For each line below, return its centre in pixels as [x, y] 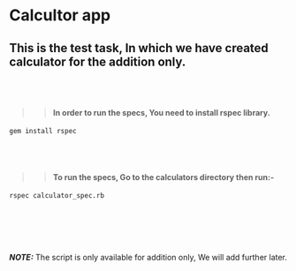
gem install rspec [43, 132]
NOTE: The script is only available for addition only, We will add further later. [148, 258]
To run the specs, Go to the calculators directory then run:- [163, 177]
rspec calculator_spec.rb [57, 196]
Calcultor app [60, 15]
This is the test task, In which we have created [139, 48]
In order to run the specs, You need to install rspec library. [162, 112]
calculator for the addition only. [98, 61]
